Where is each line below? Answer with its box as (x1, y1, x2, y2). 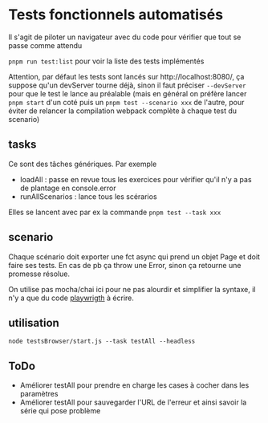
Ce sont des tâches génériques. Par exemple (8, 159, 157, 169)
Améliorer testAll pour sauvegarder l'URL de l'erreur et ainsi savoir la (19, 397, 247, 407)
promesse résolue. (8, 269, 71, 279)
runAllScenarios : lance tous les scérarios (19, 191, 158, 201)
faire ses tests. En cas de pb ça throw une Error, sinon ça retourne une (8, 260, 242, 270)
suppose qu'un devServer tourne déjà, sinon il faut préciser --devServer (8, 80, 246, 90)
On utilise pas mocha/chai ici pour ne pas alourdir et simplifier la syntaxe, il (8, 284, 256, 294)
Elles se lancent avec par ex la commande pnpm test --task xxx (8, 207, 221, 217)
